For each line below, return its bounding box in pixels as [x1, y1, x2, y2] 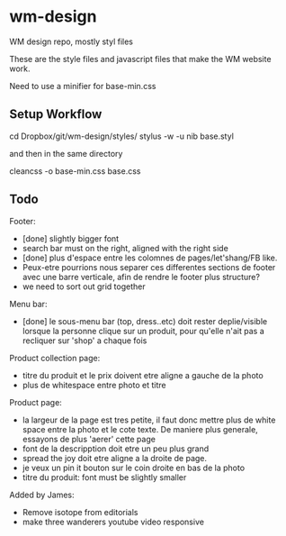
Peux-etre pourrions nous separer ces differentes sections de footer [22, 261, 276, 272]
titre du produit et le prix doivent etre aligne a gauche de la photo [22, 369, 264, 380]
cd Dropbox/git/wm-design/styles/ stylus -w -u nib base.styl [9, 131, 234, 141]
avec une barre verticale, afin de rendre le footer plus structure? [22, 271, 261, 282]
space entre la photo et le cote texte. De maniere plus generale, [22, 423, 258, 434]
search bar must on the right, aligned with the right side [22, 242, 229, 253]
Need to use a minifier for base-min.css [9, 80, 156, 91]
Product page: [9, 396, 63, 407]
